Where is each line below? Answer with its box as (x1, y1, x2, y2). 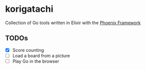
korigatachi (5, 3, 53, 15)
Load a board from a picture (12, 53, 70, 59)
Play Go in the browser (12, 58, 59, 64)
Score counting (12, 47, 44, 53)
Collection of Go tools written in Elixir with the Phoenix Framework (5, 20, 141, 26)
